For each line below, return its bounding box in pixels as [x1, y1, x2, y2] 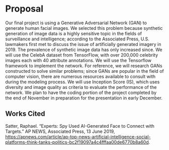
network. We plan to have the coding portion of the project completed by [5, 89, 157, 95]
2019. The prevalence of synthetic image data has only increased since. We [5, 46, 162, 53]
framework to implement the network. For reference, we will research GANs [5, 63, 162, 69]
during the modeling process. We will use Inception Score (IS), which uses [5, 79, 160, 85]
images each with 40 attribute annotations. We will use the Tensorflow [5, 57, 152, 63]
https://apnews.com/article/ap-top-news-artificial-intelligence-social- [5, 133, 151, 139]
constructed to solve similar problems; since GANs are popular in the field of [5, 68, 164, 74]
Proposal [5, 3, 44, 15]
